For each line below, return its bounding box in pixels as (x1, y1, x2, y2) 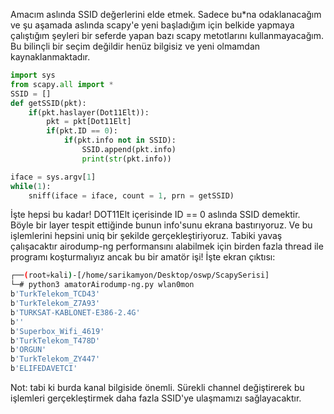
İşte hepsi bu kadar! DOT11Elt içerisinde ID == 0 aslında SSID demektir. (10, 209, 301, 221)
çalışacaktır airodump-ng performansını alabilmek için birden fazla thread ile (10, 240, 324, 253)
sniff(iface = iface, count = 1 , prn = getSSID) (28, 190, 235, 201)
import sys (10, 70, 56, 80)
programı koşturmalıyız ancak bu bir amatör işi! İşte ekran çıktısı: (10, 251, 276, 263)
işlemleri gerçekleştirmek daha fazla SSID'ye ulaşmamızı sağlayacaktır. (10, 392, 302, 404)
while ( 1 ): (10, 181, 52, 191)
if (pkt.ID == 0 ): (46, 126, 118, 136)
